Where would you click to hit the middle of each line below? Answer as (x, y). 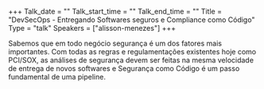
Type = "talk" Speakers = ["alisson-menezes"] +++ (92, 28)
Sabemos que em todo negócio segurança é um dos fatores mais (115, 43)
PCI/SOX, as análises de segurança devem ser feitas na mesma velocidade (131, 60)
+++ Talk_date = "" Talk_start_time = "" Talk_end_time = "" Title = (115, 11)
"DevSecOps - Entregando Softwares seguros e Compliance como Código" (132, 20)
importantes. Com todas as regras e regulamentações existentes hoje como (132, 52)
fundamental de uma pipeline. (57, 77)
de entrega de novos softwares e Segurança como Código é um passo (124, 69)
